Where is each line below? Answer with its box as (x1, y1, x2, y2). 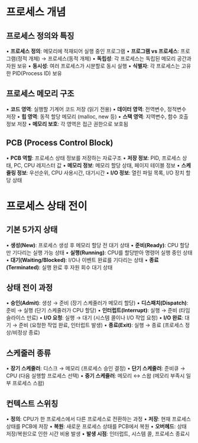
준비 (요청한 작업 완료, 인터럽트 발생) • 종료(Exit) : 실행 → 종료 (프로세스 (18, 322, 184, 329)
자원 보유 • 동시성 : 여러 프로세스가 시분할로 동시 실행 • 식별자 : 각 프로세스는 (6, 63, 180, 69)
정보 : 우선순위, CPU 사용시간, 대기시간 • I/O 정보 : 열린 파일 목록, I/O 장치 (17, 169, 185, 176)
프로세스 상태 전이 (6, 199, 87, 213)
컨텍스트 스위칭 (6, 399, 59, 409)
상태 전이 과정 (6, 283, 53, 293)
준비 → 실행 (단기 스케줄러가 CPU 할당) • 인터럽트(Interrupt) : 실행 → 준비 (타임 (6, 307, 190, 314)
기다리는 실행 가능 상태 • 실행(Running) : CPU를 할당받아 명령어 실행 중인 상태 (12, 249, 193, 256)
